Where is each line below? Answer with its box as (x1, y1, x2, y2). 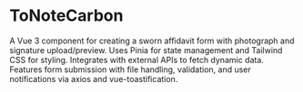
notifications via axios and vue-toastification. (9, 73, 178, 84)
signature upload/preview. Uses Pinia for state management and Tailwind (9, 44, 283, 55)
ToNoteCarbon (9, 5, 124, 26)
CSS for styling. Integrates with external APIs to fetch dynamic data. (9, 54, 264, 65)
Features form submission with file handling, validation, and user (9, 64, 252, 75)
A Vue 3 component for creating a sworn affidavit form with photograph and (9, 35, 295, 46)
